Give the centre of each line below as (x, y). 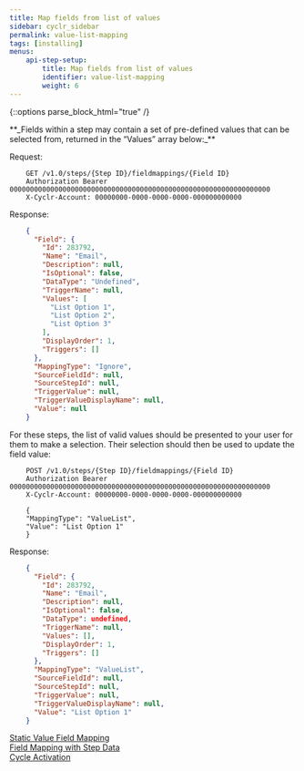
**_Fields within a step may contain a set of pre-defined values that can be (149, 129)
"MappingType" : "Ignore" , (82, 366)
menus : (22, 52)
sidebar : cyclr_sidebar (55, 26)
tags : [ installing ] (46, 43)
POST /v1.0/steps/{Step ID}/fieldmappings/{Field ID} (130, 470)
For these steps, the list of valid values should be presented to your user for (152, 435)
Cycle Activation (40, 757)
